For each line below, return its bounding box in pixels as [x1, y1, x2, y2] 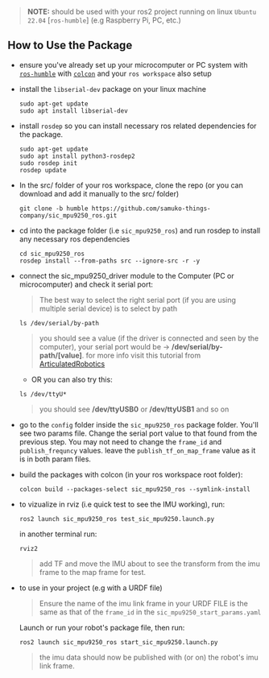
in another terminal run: [19, 529, 97, 539]
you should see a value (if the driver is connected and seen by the [39, 333, 259, 343]
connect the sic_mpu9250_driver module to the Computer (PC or [19, 271, 234, 280]
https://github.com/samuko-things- [91, 205, 211, 213]
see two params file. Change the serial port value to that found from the [19, 428, 258, 438]
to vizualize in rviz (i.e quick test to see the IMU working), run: [19, 499, 226, 509]
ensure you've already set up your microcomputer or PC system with [19, 60, 248, 69]
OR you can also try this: [31, 374, 114, 384]
